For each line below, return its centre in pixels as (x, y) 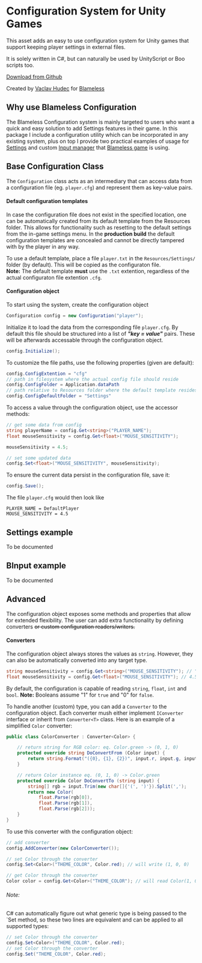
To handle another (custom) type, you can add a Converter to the (87, 706)
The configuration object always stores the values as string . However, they (100, 654)
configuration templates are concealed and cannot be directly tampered (95, 240)
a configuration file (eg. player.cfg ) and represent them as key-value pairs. (99, 187)
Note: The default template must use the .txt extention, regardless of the (98, 271)
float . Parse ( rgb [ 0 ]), (66, 798)
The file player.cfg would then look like (55, 498)
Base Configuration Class (55, 167)
